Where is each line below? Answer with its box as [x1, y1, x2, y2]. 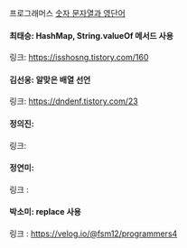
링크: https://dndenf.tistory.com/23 [9, 96, 138, 106]
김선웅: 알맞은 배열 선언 [9, 74, 91, 85]
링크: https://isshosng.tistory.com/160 [9, 52, 149, 63]
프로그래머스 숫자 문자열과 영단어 [9, 8, 126, 18]
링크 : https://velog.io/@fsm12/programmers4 [9, 228, 178, 239]
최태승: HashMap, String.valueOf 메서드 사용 [9, 30, 174, 41]
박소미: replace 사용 [9, 207, 81, 217]
